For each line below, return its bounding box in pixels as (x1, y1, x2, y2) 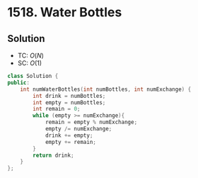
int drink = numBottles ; (33, 92, 106, 99)
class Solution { (7, 72, 59, 79)
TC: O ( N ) (17, 51, 45, 60)
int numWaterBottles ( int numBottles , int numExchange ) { (20, 86, 192, 93)
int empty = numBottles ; (33, 99, 106, 106)
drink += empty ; (45, 132, 93, 139)
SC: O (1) (17, 59, 42, 67)
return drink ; (33, 152, 74, 159)
